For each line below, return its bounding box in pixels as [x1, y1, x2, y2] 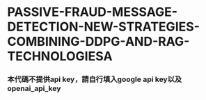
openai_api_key [7, 84, 61, 94]
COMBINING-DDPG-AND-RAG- [7, 34, 190, 49]
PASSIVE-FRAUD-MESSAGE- [7, 4, 178, 20]
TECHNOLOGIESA [7, 49, 113, 65]
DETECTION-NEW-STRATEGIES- [7, 19, 200, 35]
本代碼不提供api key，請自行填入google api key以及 [7, 74, 182, 84]
